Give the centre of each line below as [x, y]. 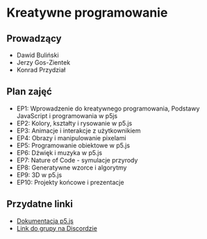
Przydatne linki [40, 204]
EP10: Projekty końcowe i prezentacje [70, 182]
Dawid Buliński [38, 55]
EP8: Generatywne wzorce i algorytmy [72, 167]
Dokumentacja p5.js [45, 221]
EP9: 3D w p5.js [39, 174]
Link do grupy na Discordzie [57, 228]
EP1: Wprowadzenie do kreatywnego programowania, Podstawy [108, 108]
